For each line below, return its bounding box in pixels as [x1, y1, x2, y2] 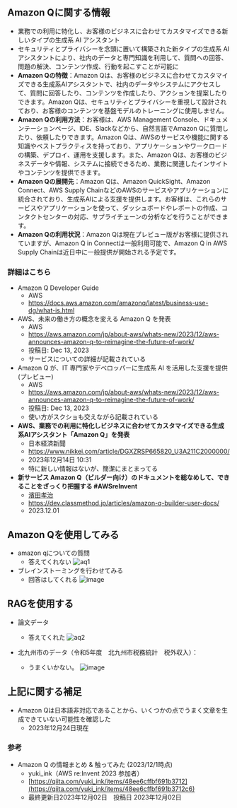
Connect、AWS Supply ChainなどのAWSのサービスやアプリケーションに [17, 186, 229, 194]
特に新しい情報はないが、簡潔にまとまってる [28, 464, 158, 473]
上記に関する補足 [7, 686, 82, 698]
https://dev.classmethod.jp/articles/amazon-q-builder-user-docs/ [28, 499, 220, 508]
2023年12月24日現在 [28, 723, 89, 732]
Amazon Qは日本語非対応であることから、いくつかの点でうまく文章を [17, 705, 222, 714]
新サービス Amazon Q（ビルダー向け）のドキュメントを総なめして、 [17, 473, 218, 482]
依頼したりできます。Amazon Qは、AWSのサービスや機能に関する [36, 133, 229, 141]
